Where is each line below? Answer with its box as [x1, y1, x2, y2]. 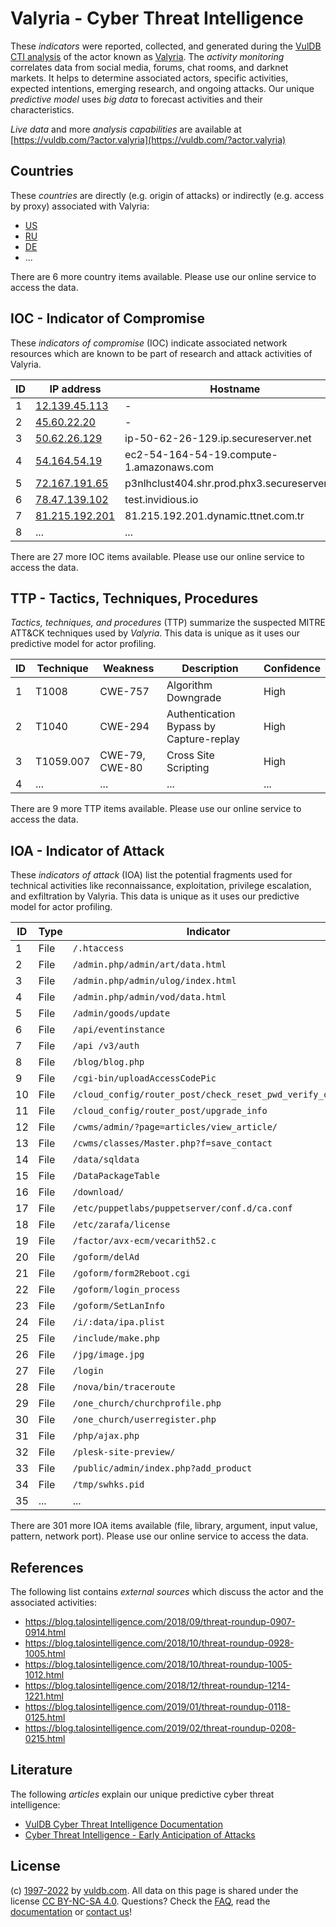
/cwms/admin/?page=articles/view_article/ [72, 1122, 278, 1133]
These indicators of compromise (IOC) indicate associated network [10, 337, 288, 349]
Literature [10, 1762, 73, 1779]
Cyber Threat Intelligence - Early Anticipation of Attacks [24, 1828, 256, 1841]
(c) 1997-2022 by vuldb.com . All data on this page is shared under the [10, 1884, 299, 1896]
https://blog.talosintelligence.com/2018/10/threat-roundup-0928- [24, 1637, 295, 1649]
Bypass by [166, 720, 217, 734]
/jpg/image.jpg [72, 1349, 145, 1361]
